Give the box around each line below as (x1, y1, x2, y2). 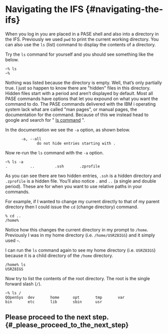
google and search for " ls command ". (5, 117, 86, 123)
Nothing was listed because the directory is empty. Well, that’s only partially (5, 79, 162, 86)
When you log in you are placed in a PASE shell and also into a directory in (5, 31, 159, 37)
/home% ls (5, 262, 26, 267)
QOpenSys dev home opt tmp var (5, 295, 125, 300)
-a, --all (21, 136, 42, 141)
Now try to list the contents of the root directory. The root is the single (5, 275, 150, 281)
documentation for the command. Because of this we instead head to (5, 112, 149, 118)
